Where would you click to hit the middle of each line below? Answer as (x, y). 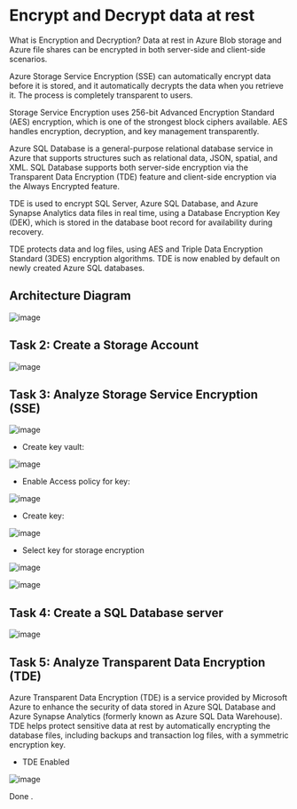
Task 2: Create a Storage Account (104, 345)
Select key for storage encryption (83, 550)
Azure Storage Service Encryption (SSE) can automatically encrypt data (140, 76)
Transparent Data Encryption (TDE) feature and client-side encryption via (143, 176)
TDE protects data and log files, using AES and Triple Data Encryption (136, 249)
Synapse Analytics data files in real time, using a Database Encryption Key (145, 212)
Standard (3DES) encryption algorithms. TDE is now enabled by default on (145, 258)
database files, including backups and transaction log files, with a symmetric (149, 735)
